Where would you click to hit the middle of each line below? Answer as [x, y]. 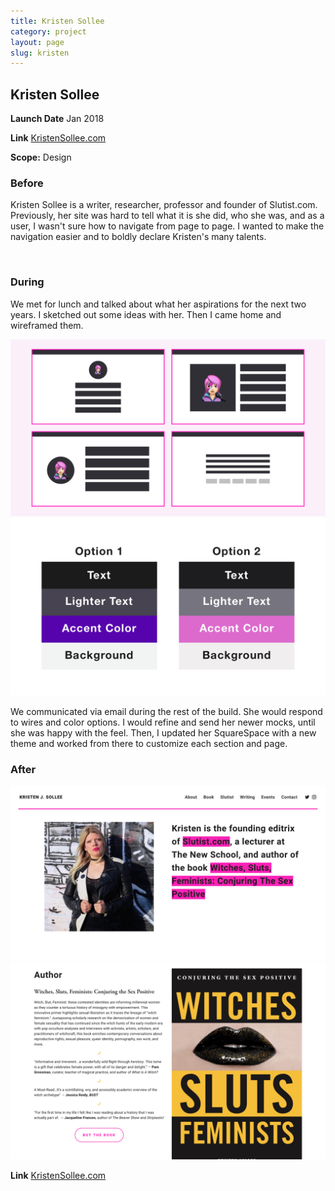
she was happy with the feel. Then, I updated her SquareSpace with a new [163, 732]
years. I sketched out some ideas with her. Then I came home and [146, 314]
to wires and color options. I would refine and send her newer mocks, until [163, 722]
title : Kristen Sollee [57, 21]
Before [27, 183]
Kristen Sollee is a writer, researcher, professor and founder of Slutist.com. [164, 205]
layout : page [37, 42]
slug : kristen [40, 53]
